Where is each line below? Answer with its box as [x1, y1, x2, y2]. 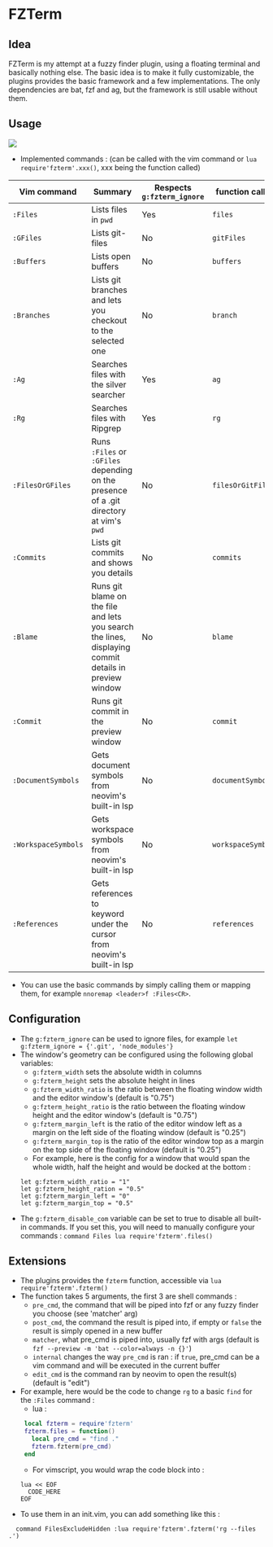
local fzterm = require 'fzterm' [24, 1420, 134, 1428]
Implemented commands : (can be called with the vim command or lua [19, 154, 258, 164]
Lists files [91, 204, 128, 215]
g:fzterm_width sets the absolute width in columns [32, 1067, 202, 1076]
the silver [91, 379, 127, 390]
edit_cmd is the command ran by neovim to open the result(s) [32, 1370, 237, 1379]
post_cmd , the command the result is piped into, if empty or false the [32, 1317, 262, 1327]
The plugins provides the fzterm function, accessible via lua [19, 1276, 222, 1286]
